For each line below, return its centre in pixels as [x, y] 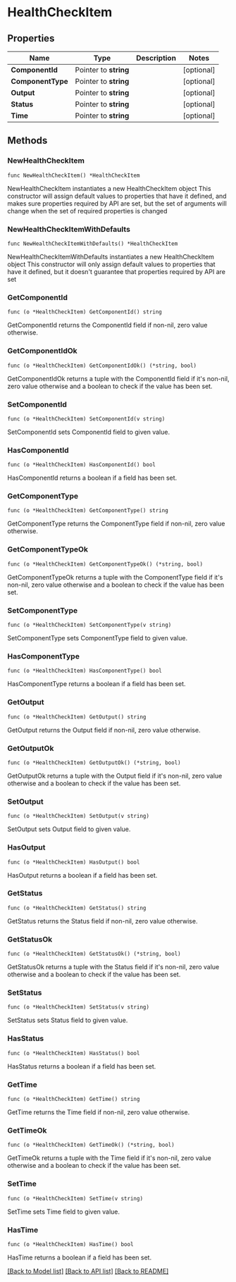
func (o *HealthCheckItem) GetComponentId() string [85, 312]
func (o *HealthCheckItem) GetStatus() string [77, 908]
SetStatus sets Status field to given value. [68, 1020]
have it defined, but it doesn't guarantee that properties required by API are [116, 271]
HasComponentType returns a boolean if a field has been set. [97, 684]
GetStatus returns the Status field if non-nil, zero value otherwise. [103, 921]
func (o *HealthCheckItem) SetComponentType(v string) [89, 625]
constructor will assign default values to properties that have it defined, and [117, 196]
